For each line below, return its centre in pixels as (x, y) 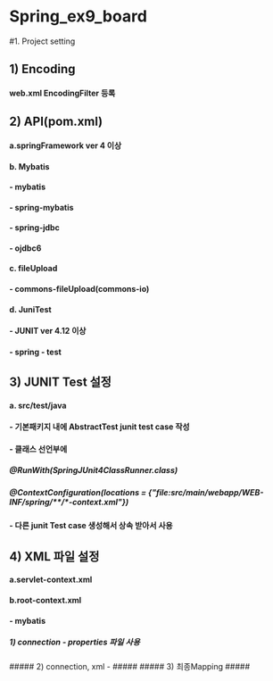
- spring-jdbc (34, 228)
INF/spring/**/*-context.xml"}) (69, 502)
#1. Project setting (42, 41)
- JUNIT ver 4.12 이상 (48, 331)
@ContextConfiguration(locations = (78, 492)
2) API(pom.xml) (56, 122)
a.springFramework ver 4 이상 (66, 145)
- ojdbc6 (25, 248)
